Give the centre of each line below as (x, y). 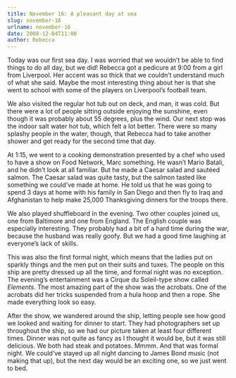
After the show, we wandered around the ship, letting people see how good (117, 316)
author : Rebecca (31, 40)
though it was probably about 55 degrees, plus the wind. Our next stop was (117, 119)
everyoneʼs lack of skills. (43, 243)
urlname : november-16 (39, 27)
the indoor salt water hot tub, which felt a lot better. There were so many (112, 126)
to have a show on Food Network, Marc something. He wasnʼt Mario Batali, (116, 162)
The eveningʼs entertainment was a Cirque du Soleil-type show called (108, 280)
